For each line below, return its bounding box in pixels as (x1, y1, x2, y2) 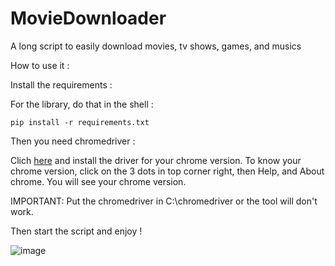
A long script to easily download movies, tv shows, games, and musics (10, 40, 302, 52)
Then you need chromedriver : (10, 135, 136, 147)
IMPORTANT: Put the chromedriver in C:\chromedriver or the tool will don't (10, 195, 318, 207)
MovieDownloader (10, 7, 167, 30)
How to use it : (10, 59, 70, 71)
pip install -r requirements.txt (10, 117, 150, 127)
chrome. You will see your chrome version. (10, 175, 187, 187)
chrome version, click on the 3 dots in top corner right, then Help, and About (10, 165, 325, 177)
